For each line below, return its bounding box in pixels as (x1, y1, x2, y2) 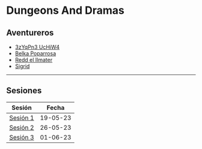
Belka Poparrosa (14, 50, 56, 57)
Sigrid (14, 62, 30, 70)
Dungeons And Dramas (6, 4, 124, 17)
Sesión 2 (9, 123, 34, 132)
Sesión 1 (9, 114, 34, 122)
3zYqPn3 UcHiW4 (14, 43, 60, 50)
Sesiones (6, 85, 42, 96)
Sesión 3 (9, 133, 34, 141)
